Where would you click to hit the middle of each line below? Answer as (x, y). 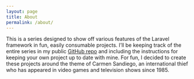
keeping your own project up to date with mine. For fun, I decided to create (96, 58)
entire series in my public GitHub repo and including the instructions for (92, 51)
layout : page (22, 11)
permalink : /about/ (30, 22)
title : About (22, 17)
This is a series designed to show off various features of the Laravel (88, 39)
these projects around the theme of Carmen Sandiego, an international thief (97, 64)
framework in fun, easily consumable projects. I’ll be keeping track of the (94, 45)
